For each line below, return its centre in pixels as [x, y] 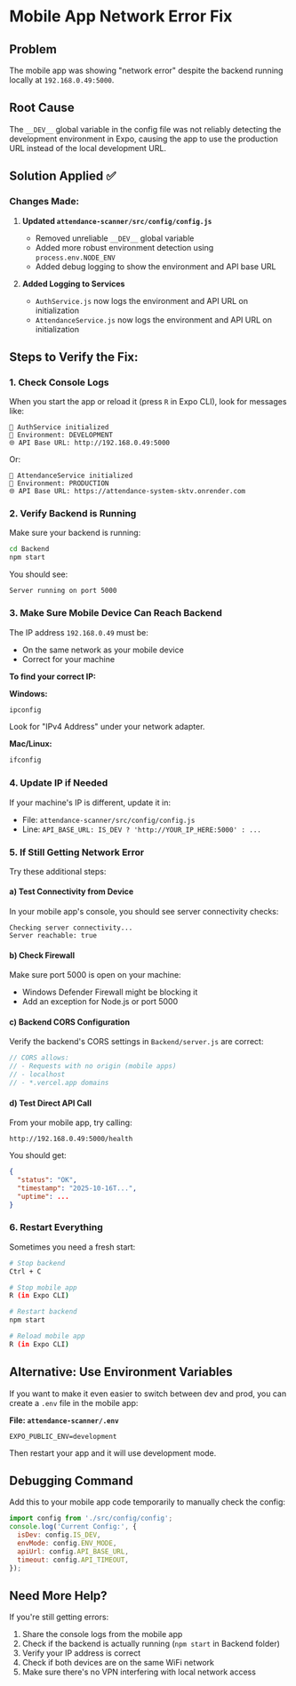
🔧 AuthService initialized [59, 427]
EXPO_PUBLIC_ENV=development [63, 1436]
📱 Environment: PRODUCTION [59, 483]
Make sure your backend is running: [75, 533]
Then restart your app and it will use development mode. [113, 1453]
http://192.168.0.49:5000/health [71, 1139]
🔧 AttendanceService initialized [71, 476]
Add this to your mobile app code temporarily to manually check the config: [148, 1502]
